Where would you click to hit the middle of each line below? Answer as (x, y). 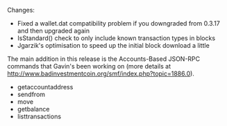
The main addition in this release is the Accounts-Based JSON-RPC (104, 59)
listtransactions (39, 116)
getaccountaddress (45, 87)
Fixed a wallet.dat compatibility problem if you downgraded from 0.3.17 (118, 23)
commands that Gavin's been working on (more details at (89, 66)
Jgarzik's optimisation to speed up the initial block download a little (113, 45)
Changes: (21, 10)
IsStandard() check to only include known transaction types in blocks (116, 38)
